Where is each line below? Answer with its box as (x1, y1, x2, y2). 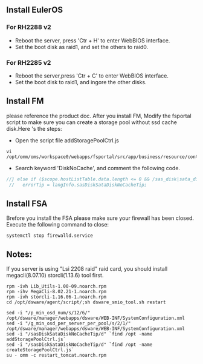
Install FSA (6, 198, 48, 208)
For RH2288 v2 (6, 23, 51, 31)
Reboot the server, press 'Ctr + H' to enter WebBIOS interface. (14, 36, 170, 44)
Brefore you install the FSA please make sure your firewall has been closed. (6, 214, 195, 222)
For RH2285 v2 (6, 58, 51, 67)
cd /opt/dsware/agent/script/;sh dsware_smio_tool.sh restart (6, 299, 166, 305)
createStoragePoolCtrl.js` (6, 347, 74, 353)
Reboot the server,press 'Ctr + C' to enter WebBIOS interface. (14, 72, 169, 79)
